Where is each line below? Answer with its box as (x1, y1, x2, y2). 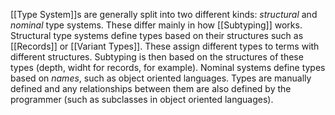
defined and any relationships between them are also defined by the (10, 83, 292, 94)
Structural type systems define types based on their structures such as (10, 30, 304, 41)
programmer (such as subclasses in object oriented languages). (10, 94, 274, 105)
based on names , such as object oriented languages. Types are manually (10, 72, 312, 84)
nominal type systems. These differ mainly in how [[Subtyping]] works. (10, 19, 303, 31)
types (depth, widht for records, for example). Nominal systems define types (10, 62, 326, 73)
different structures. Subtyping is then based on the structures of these (10, 51, 304, 63)
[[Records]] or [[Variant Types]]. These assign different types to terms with (10, 40, 320, 52)
